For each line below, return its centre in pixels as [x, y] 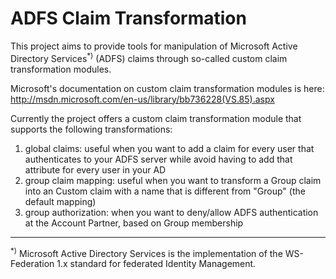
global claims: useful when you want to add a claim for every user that [169, 148]
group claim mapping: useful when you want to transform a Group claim [173, 180]
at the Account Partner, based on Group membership [134, 223]
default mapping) [60, 201]
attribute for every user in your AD [95, 169]
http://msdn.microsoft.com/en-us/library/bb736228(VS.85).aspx [142, 99]
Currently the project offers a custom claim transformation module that [156, 118]
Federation [32, 264]
